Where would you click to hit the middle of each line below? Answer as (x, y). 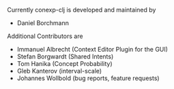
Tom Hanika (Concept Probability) (64, 64)
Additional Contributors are (45, 36)
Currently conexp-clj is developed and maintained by (82, 10)
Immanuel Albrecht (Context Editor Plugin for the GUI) (92, 49)
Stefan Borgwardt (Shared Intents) (65, 56)
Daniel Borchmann (43, 23)
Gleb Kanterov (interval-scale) (59, 71)
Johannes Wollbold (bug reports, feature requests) (88, 78)
